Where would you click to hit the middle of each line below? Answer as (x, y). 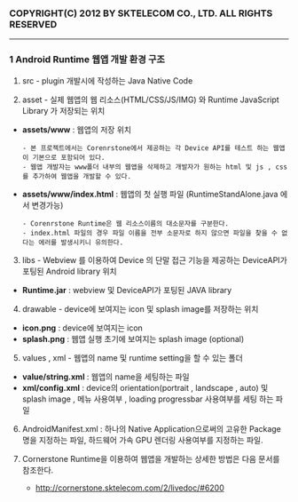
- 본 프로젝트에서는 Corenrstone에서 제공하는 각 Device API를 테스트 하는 (145, 148)
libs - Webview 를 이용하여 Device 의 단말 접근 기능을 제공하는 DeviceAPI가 (155, 259)
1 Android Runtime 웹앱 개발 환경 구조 (87, 60)
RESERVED (33, 24)
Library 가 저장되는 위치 (63, 110)
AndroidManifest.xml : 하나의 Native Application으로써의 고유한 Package (152, 428)
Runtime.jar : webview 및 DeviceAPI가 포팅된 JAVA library (127, 290)
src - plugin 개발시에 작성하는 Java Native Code (107, 80)
